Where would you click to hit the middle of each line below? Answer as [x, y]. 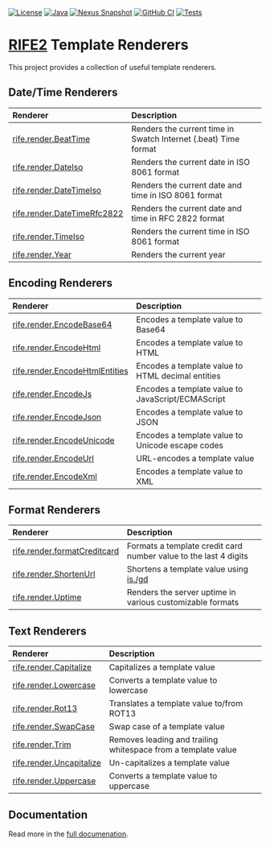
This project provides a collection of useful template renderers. [112, 67]
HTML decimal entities [178, 376]
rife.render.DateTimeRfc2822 [68, 213]
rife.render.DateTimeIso [57, 190]
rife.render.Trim [42, 745]
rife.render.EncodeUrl [53, 458]
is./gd [138, 580]
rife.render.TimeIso [48, 236]
